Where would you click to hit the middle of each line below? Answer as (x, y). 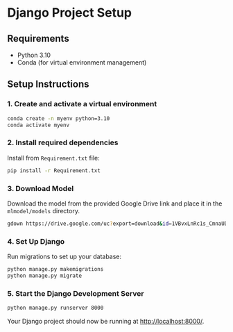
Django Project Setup (69, 13)
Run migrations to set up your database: (64, 257)
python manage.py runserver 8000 (55, 308)
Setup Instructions (48, 84)
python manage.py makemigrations (55, 269)
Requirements (38, 39)
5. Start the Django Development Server (76, 293)
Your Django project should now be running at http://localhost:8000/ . (106, 321)
